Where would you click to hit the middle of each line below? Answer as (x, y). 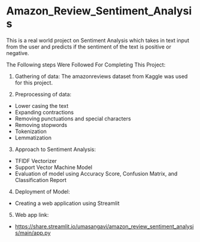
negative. (18, 53)
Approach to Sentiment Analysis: (55, 149)
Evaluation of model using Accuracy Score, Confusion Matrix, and (96, 173)
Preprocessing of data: (43, 94)
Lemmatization (33, 137)
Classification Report (41, 180)
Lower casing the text (42, 105)
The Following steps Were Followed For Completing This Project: (86, 65)
